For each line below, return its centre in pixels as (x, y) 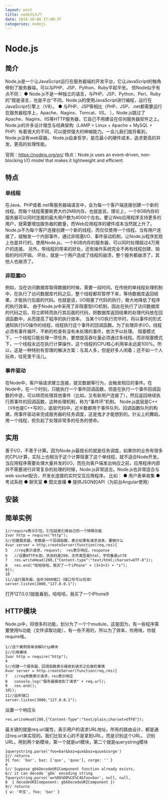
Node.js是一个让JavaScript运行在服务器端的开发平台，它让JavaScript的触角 (83, 81)
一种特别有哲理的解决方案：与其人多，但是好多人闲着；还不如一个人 (92, 350)
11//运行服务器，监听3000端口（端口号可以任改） (49, 579)
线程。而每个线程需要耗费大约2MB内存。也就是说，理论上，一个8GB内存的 (82, 211)
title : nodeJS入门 (23, 15)
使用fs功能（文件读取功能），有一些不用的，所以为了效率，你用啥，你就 (82, 630)
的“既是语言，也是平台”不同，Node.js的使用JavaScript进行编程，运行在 (79, 100)
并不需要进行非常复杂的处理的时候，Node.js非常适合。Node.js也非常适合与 (82, 469)
